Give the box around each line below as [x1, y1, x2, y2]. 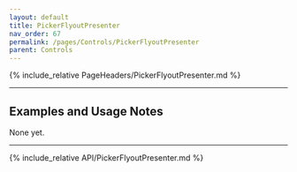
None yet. [9, 127, 45, 138]
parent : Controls [9, 46, 73, 55]
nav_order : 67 [9, 29, 62, 38]
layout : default [9, 12, 69, 22]
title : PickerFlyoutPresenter [9, 21, 121, 30]
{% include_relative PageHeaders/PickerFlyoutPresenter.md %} [9, 70, 241, 80]
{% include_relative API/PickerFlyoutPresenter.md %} [9, 152, 204, 163]
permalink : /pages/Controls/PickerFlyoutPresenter [9, 37, 200, 47]
